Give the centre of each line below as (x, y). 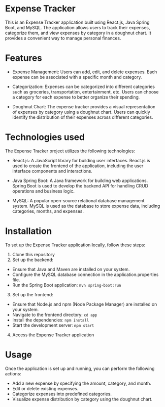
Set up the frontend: (33, 294)
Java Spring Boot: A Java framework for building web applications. (80, 181)
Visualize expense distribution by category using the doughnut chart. (82, 399)
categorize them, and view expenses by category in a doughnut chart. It (78, 33)
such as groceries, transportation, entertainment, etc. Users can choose (85, 91)
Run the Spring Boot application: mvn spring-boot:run (67, 285)
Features (24, 58)
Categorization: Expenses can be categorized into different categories (83, 87)
